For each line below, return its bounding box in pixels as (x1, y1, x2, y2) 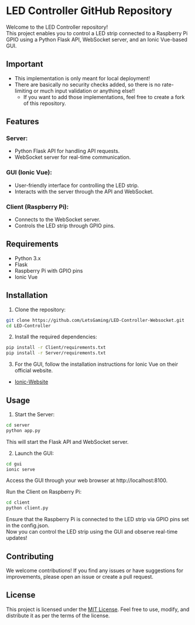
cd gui (6, 461, 22, 467)
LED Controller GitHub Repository (6, 4, 173, 18)
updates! (6, 535, 28, 542)
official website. (14, 367, 53, 374)
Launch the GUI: (14, 450, 54, 457)
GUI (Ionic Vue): (6, 168, 53, 176)
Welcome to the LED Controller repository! (6, 23, 108, 30)
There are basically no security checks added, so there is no (14, 81, 161, 88)
